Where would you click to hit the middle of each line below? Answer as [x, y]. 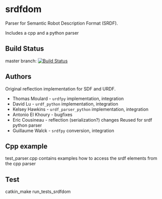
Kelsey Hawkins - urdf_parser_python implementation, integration [80, 109]
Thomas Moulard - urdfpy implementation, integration [68, 98]
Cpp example [26, 146]
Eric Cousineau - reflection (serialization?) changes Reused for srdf [82, 120]
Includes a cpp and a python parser [42, 33]
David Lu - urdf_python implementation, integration [65, 104]
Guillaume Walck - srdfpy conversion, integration [63, 130]
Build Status [25, 49]
